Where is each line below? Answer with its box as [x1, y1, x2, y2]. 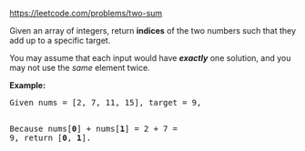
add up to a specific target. [9, 35, 111, 45]
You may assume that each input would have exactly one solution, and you [9, 53, 291, 63]
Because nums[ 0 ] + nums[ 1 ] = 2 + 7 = [9, 124, 178, 134]
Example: [9, 80, 46, 90]
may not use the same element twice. [9, 63, 150, 73]
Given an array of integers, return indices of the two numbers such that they [9, 25, 297, 35]
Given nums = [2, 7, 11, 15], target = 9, [9, 97, 202, 107]
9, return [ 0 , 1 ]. [9, 133, 92, 143]
